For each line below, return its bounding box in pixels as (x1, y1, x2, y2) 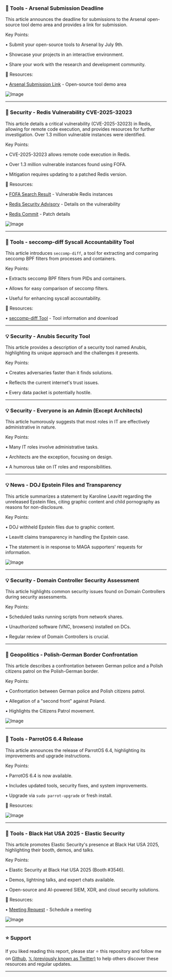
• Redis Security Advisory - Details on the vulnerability (5, 201, 120, 207)
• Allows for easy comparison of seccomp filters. (5, 285, 109, 291)
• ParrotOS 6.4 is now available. (5, 772, 73, 779)
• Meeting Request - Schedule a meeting (5, 906, 92, 912)
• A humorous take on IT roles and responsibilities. (5, 464, 112, 470)
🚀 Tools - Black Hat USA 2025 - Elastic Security (5, 830, 125, 837)
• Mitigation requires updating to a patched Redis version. (5, 171, 127, 177)
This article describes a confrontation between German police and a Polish (5, 663, 163, 669)
